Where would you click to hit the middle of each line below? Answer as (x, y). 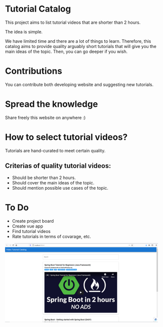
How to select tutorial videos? (66, 137)
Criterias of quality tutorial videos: (58, 166)
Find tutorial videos (31, 231)
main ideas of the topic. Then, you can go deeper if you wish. (66, 51)
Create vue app (28, 226)
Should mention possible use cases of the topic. (60, 188)
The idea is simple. (24, 32)
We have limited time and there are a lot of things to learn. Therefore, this (78, 41)
